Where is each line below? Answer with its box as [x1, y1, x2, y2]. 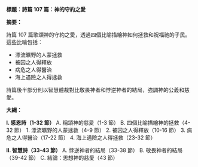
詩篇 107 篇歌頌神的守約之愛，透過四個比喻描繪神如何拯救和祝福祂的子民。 [6, 31, 191, 38]
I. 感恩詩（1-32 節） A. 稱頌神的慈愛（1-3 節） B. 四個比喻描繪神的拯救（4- [6, 119, 190, 126]
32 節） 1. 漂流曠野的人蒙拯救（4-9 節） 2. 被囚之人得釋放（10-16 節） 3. [6, 126, 185, 134]
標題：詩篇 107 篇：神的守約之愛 [6, 6, 86, 13]
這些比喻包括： [6, 39, 43, 45]
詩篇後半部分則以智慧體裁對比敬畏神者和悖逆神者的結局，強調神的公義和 [6, 86, 184, 93]
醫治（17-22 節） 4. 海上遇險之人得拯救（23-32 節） [26, 134, 156, 141]
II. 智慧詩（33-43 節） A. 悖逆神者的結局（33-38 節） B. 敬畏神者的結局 [6, 147, 183, 154]
